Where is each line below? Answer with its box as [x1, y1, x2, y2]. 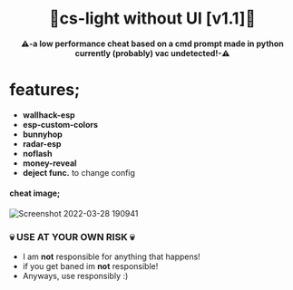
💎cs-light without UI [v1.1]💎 [48, 8, 257, 29]
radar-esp [22, 138, 62, 149]
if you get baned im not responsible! [22, 261, 159, 272]
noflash [22, 148, 53, 159]
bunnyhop [22, 129, 63, 140]
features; [9, 80, 81, 101]
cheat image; [9, 188, 61, 198]
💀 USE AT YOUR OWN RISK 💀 [9, 231, 135, 243]
